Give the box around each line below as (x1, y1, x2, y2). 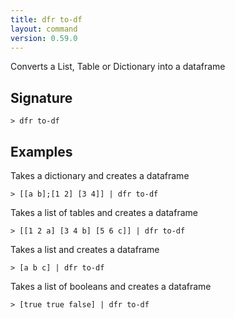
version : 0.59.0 (10, 33, 78, 43)
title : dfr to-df (10, 14, 83, 25)
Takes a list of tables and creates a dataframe (10, 207, 198, 218)
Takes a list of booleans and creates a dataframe (10, 281, 212, 292)
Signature (10, 89, 73, 106)
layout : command (10, 24, 78, 34)
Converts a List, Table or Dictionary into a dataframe (10, 61, 226, 73)
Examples (10, 143, 73, 160)
